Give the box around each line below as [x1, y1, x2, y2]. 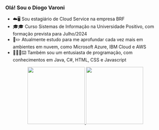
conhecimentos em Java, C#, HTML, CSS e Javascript [12, 57, 126, 63]
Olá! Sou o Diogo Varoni [5, 4, 65, 11]
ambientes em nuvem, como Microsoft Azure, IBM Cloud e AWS [12, 44, 146, 50]
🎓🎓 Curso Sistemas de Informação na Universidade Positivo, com [12, 23, 154, 29]
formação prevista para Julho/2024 [12, 31, 87, 37]
